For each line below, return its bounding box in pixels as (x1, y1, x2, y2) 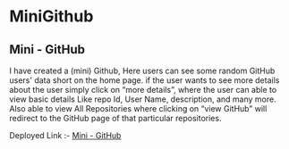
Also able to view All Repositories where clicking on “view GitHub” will (9, 103, 268, 113)
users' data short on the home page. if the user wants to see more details (9, 75, 280, 86)
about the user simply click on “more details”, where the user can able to (9, 85, 277, 95)
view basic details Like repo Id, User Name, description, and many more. (9, 94, 276, 104)
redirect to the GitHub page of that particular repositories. (9, 113, 222, 123)
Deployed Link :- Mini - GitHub (9, 130, 122, 140)
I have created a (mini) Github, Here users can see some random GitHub (9, 65, 276, 76)
